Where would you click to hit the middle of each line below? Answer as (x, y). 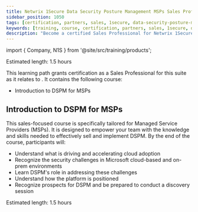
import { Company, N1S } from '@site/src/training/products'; (79, 50)
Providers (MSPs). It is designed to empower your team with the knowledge (98, 130)
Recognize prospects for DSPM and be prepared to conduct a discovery (102, 185)
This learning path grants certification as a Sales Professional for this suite (96, 73)
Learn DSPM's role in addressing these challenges (76, 172)
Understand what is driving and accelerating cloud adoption (88, 153)
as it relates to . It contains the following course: (64, 79)
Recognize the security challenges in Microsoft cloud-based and (93, 160)
